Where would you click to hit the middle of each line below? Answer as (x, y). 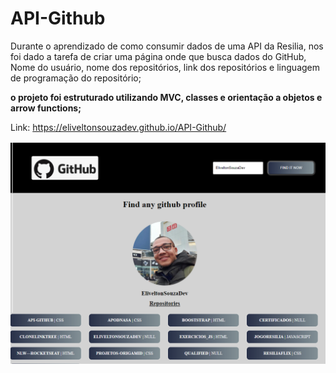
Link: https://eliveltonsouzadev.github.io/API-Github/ (118, 127)
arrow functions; (46, 108)
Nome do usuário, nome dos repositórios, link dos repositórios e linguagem (165, 67)
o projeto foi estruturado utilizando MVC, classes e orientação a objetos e (166, 97)
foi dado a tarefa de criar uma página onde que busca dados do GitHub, (158, 56)
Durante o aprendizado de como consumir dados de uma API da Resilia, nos (167, 46)
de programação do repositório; (76, 78)
